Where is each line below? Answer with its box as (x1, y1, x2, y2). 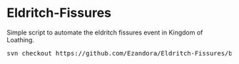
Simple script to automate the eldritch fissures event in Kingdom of (6, 28, 203, 37)
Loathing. (6, 35, 35, 44)
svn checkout (6, 49, 53, 57)
